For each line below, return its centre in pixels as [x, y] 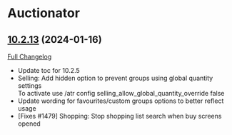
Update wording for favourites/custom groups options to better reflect [121, 101]
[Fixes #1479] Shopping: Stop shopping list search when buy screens [120, 116]
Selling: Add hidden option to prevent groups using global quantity [115, 78]
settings [30, 86]
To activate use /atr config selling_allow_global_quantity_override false [121, 93]
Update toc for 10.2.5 [49, 70]
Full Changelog [30, 56]
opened [29, 124]
